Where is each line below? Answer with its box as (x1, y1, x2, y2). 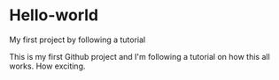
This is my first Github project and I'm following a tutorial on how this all (9, 51, 270, 62)
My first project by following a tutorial (9, 34, 146, 45)
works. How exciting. (9, 61, 86, 71)
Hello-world (9, 5, 99, 25)
